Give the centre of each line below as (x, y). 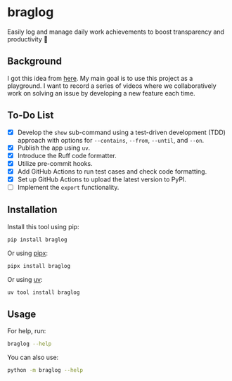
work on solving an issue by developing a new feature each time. (101, 93)
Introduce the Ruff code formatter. (67, 155)
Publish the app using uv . (54, 148)
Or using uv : (25, 279)
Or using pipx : (27, 253)
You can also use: (33, 357)
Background (34, 62)
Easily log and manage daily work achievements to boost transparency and (116, 32)
